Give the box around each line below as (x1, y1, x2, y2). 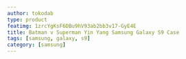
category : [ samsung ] (7, 41, 67, 48)
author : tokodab (7, 9, 54, 17)
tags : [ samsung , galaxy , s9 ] (7, 35, 91, 42)
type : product (7, 16, 48, 23)
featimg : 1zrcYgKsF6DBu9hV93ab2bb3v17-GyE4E (7, 22, 137, 29)
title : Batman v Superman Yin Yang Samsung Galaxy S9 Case (7, 28, 180, 36)
